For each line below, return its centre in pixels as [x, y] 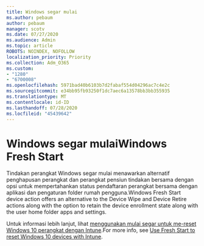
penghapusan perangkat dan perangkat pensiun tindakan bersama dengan [100, 180]
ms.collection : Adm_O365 [38, 63]
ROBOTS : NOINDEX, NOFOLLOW [40, 52]
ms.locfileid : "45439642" [39, 114]
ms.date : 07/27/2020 [33, 35]
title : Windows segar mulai [42, 12]
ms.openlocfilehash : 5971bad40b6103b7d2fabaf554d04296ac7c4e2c [88, 86]
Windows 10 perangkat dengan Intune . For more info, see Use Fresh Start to [101, 230]
